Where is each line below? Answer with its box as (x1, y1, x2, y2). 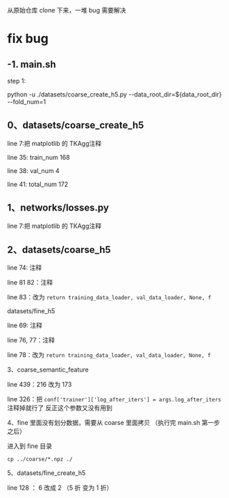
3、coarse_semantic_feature (7, 365, 89, 374)
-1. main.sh (7, 58, 57, 70)
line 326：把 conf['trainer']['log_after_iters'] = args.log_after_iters (7, 395, 222, 404)
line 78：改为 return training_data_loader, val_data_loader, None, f (7, 351, 211, 359)
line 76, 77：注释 (7, 336, 56, 345)
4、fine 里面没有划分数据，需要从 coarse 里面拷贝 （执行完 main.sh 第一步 (7, 419, 221, 427)
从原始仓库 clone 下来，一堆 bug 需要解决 (7, 6, 126, 14)
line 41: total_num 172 (7, 180, 69, 188)
